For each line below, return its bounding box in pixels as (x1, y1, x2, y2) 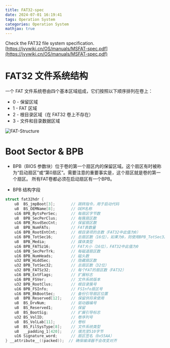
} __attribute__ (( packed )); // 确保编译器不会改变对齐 (5, 338, 117, 343)
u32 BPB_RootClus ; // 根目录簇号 (14, 282, 97, 287)
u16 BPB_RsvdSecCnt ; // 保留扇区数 (14, 220, 97, 226)
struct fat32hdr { (5, 197, 44, 202)
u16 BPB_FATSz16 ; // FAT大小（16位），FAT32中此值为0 (14, 244, 139, 249)
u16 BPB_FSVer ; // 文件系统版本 (14, 277, 101, 282)
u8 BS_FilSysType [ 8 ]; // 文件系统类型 (14, 324, 101, 329)
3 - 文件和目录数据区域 (12, 118, 60, 124)
